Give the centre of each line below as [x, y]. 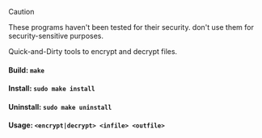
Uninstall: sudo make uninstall [60, 107]
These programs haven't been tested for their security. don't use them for [131, 27]
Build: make [27, 70]
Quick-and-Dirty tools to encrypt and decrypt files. [93, 51]
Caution [21, 12]
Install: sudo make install [52, 89]
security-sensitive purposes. [56, 36]
